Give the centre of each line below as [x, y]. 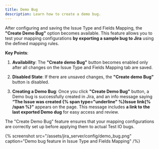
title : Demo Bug [21, 9]
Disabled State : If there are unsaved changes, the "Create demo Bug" [83, 77]
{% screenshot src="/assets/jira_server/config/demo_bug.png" [68, 136]
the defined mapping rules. [32, 43]
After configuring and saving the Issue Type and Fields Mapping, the [74, 28]
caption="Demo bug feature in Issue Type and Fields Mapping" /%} [73, 141]
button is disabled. [31, 82]
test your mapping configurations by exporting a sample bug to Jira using [79, 38]
